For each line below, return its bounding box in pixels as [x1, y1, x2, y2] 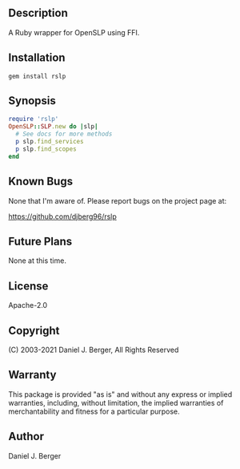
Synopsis [8, 94, 56, 107]
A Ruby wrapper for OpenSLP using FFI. [8, 27, 140, 37]
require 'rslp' [8, 115, 59, 123]
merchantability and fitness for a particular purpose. [8, 406, 180, 416]
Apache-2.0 [8, 301, 48, 310]
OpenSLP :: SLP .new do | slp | [8, 123, 98, 131]
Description [8, 6, 68, 20]
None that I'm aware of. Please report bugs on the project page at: [8, 196, 227, 205]
